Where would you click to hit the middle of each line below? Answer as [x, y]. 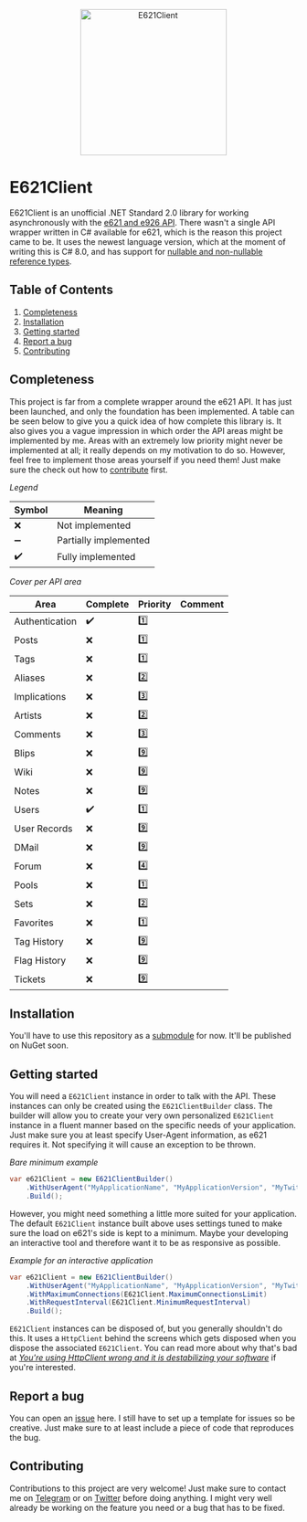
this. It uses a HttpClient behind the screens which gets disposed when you [153, 1338]
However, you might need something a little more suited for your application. [153, 1213]
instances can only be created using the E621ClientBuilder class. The [141, 1106]
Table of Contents [62, 290]
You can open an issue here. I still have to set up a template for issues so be [152, 1418]
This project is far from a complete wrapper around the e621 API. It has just [151, 401]
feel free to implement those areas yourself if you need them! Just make [145, 460]
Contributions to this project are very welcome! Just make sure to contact [148, 1488]
